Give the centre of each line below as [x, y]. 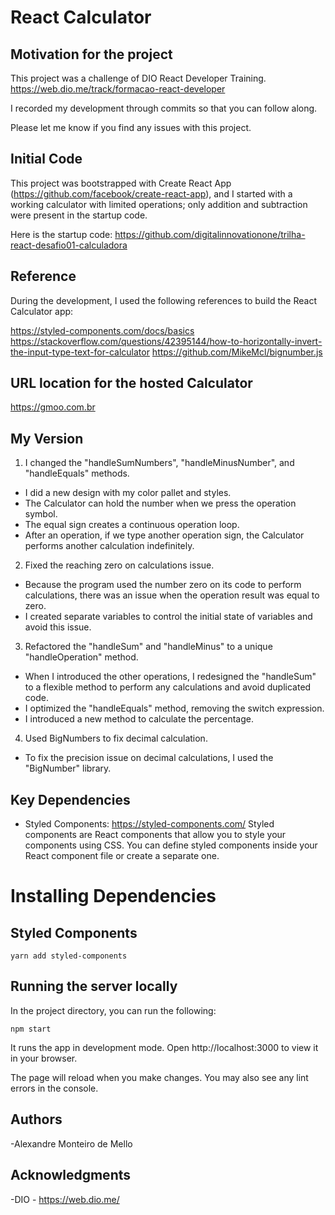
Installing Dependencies [113, 896]
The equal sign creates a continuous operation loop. [132, 525]
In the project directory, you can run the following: [113, 1010]
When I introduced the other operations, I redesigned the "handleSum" [170, 677]
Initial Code [46, 159]
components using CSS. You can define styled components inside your [171, 845]
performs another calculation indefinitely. [109, 546]
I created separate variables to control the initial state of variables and [168, 617]
